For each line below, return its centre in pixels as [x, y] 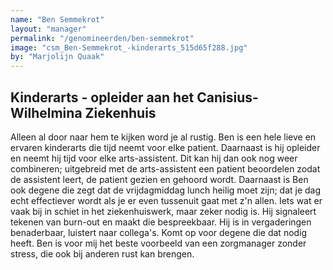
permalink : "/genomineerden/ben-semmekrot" [102, 38]
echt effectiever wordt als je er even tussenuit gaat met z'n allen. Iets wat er [166, 200]
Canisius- [227, 97]
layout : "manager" [48, 29]
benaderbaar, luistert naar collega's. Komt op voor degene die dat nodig [159, 232]
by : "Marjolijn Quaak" [57, 57]
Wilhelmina [46, 112]
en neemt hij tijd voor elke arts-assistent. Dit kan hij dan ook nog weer [154, 158]
